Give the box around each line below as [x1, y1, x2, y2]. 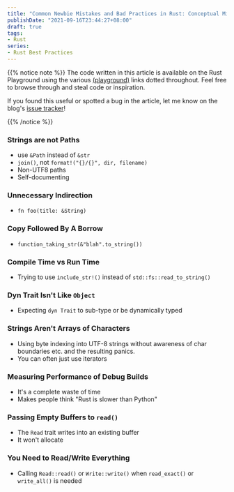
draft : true [7, 23, 42, 30]
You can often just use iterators [17, 354, 107, 363]
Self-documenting [17, 173, 70, 181]
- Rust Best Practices [7, 50, 73, 57]
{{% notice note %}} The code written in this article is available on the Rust [7, 68, 222, 77]
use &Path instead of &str [17, 151, 91, 159]
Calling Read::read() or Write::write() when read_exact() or [17, 469, 194, 477]
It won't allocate [17, 435, 64, 444]
